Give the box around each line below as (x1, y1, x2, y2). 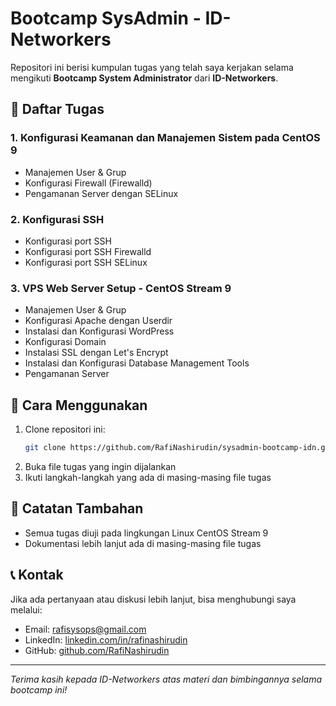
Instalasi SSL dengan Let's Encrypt (24, 347, 169, 359)
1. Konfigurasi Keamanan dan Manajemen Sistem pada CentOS (10, 131, 321, 145)
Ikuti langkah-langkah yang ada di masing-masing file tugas (24, 471, 272, 483)
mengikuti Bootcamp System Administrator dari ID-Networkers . (10, 72, 279, 84)
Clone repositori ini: (24, 423, 106, 436)
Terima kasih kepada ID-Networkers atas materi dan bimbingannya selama (10, 673, 323, 685)
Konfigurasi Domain (24, 336, 107, 348)
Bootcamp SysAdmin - (10, 7, 202, 30)
